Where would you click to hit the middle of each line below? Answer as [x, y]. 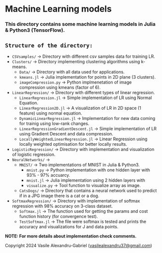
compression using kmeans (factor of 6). [60, 87]
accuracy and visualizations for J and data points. [69, 226]
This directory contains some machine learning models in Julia [80, 24]
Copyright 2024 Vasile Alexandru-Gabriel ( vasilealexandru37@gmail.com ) [79, 245]
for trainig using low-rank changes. [54, 123]
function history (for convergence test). [59, 216]
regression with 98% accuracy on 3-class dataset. [62, 206]
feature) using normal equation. [51, 113]
